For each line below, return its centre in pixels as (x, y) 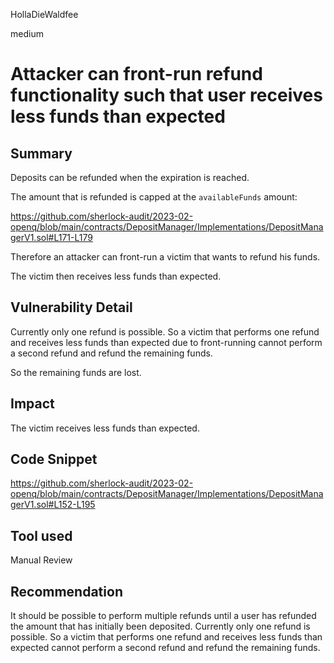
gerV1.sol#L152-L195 (53, 505)
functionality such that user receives (166, 95)
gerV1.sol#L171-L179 (51, 237)
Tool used (41, 535)
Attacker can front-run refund (136, 74)
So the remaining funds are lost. (76, 372)
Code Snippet (54, 459)
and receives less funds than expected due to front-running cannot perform (166, 342)
